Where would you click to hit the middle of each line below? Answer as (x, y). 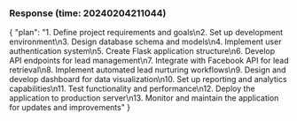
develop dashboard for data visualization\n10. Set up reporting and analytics (148, 79)
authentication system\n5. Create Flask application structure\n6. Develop (142, 51)
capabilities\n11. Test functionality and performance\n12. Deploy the (132, 89)
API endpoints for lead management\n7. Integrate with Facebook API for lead (149, 61)
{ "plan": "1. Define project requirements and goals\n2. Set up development (146, 33)
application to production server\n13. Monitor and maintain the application (144, 98)
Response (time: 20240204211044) (88, 13)
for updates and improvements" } (70, 108)
